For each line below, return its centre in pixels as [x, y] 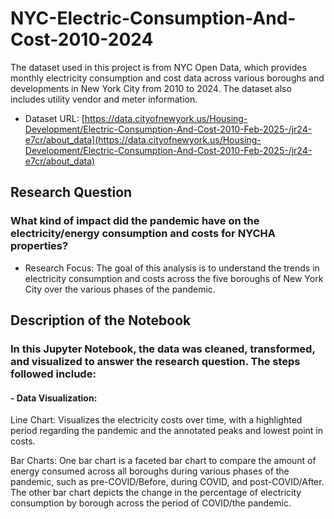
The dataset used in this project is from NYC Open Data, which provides [158, 67]
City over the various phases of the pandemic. [120, 289]
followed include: [53, 374]
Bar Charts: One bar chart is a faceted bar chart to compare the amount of [163, 461]
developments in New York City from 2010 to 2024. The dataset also [151, 88]
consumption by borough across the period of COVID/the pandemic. [151, 503]
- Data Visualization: [54, 398]
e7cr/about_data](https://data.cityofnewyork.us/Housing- [143, 139]
